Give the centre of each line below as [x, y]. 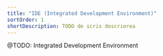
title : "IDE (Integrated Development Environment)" [82, 13]
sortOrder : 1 [26, 20]
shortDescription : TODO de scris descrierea [71, 26]
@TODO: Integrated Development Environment [73, 46]
